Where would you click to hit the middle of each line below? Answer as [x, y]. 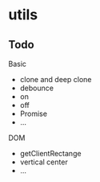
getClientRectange [50, 153]
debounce [37, 88]
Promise [34, 114]
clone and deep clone [56, 79]
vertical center [44, 162]
